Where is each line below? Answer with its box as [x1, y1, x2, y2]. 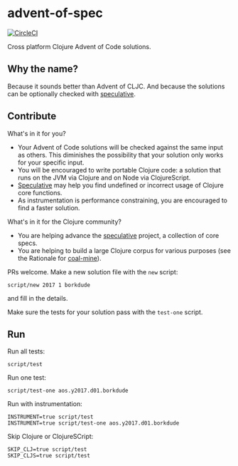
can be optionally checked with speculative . [7, 89, 136, 98]
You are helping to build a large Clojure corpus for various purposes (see [17, 246, 231, 254]
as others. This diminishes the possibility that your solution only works [17, 150, 224, 159]
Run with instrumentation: [7, 400, 83, 408]
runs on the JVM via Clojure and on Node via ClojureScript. [17, 173, 191, 182]
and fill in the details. [7, 294, 68, 302]
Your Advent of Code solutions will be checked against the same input [17, 143, 224, 151]
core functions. [17, 188, 63, 197]
